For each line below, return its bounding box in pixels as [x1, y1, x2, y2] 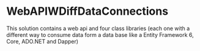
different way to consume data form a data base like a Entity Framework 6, [6, 31, 194, 38]
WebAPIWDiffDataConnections [6, 4, 169, 18]
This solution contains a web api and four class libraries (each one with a [6, 25, 190, 32]
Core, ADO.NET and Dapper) [6, 37, 78, 45]
